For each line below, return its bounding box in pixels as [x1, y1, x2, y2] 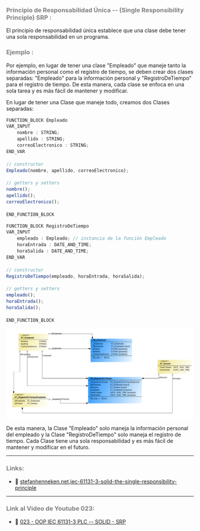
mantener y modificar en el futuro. [6, 444, 90, 451]
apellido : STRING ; [17, 136, 65, 142]
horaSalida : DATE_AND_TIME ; [17, 248, 89, 254]
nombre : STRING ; [17, 130, 60, 136]
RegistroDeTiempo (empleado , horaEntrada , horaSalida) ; [6, 273, 145, 280]
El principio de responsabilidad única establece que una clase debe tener [6, 27, 186, 34]
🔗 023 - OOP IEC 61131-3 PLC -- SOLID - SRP [14, 518, 126, 525]
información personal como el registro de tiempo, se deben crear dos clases [6, 68, 193, 75]
